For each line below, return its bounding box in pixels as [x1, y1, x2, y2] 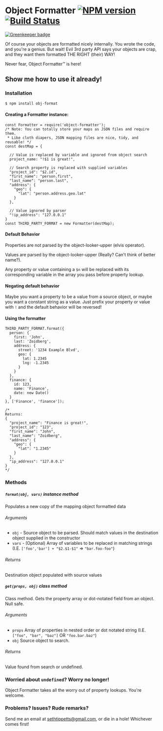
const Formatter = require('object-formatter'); [5, 122, 106, 127]
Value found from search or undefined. [5, 664, 83, 670]
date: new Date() [14, 390, 49, 395]
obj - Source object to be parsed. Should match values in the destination [12, 530, 159, 536]
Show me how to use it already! [5, 75, 102, 83]
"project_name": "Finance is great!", [9, 420, 89, 426]
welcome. [5, 692, 25, 698]
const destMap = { [5, 144, 42, 149]
